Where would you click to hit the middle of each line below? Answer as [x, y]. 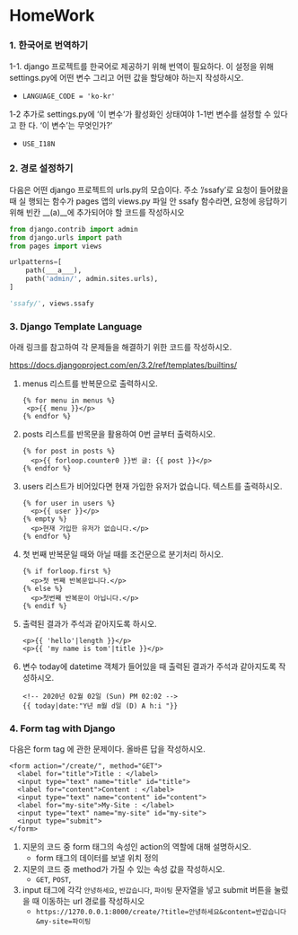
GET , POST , [53, 879]
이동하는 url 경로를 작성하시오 [93, 901]
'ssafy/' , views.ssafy [52, 303]
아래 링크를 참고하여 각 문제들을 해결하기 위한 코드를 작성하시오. [121, 348]
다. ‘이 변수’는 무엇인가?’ [70, 126]
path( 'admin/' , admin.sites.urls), [92, 279]
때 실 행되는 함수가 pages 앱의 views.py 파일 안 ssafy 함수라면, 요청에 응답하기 [149, 201]
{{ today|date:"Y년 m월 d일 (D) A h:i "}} [100, 706]
